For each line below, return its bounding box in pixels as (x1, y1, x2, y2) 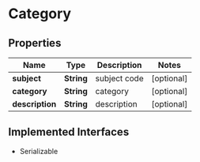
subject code (95, 73, 144, 84)
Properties (8, 36, 62, 50)
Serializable (19, 146, 58, 156)
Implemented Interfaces (8, 126, 130, 139)
